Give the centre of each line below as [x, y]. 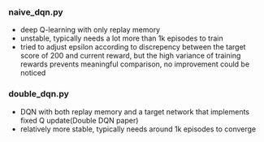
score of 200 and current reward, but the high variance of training [130, 56]
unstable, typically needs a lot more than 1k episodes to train [121, 38]
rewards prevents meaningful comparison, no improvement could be [135, 64]
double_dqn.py [39, 94]
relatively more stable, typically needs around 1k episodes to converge [138, 129]
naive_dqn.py [36, 12]
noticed [33, 73]
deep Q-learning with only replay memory [90, 30]
